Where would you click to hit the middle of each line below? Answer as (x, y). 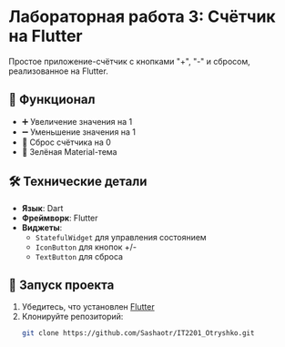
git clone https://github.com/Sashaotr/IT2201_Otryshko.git (138, 333)
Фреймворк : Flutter (60, 218)
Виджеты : (42, 227)
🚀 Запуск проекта (61, 285)
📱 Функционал (52, 100)
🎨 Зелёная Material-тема (69, 151)
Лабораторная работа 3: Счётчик (142, 17)
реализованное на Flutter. (58, 71)
